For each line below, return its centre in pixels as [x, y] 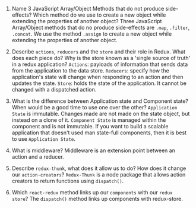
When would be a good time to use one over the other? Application [94, 107]
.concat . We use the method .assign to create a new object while [92, 34]
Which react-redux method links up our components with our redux [92, 192]
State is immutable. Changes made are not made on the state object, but [101, 114]
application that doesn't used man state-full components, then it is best [99, 133]
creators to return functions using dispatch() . [68, 181]
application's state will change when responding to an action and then [97, 77]
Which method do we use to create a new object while [99, 15]
